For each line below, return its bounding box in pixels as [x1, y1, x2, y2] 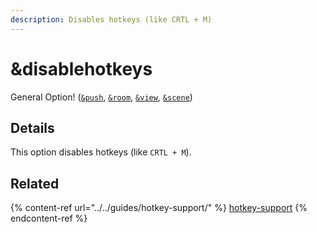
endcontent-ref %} [10, 212, 88, 225]
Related [10, 175, 60, 192]
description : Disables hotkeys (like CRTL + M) [10, 14, 213, 25]
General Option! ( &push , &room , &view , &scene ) [10, 91, 193, 103]
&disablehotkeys [10, 57, 153, 80]
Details [10, 119, 55, 136]
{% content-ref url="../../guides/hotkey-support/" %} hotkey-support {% [10, 202, 308, 214]
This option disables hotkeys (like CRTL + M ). [10, 146, 192, 158]
